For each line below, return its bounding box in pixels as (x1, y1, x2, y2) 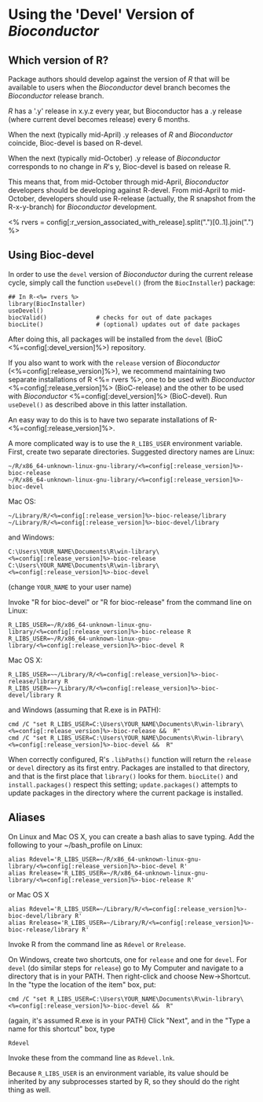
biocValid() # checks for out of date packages (8, 313, 213, 322)
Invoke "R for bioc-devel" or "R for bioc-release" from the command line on (8, 597, 252, 606)
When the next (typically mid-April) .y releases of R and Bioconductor (8, 130, 233, 139)
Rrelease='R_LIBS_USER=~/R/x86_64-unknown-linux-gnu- (28, 869, 210, 877)
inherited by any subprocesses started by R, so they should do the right (8, 1076, 239, 1086)
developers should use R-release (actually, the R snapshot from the (38, 194, 256, 203)
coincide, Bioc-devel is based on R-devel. (8, 138, 144, 147)
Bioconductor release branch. (8, 91, 104, 100)
